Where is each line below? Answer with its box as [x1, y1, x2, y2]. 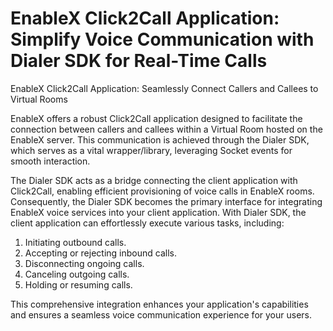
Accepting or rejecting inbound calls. [24, 247, 177, 259]
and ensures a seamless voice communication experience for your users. [10, 308, 312, 321]
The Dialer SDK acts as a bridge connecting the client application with [10, 174, 298, 186]
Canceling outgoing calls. [24, 268, 130, 280]
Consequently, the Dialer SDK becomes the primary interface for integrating [10, 195, 323, 207]
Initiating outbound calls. [24, 236, 127, 248]
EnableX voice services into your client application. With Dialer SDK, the [10, 206, 307, 218]
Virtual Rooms [10, 93, 68, 105]
